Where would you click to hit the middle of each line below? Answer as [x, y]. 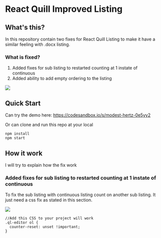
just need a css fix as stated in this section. [49, 200]
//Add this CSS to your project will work [49, 218]
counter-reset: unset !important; [45, 227]
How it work [24, 153]
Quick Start [23, 103]
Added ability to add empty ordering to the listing [62, 79]
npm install [17, 134]
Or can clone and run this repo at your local [49, 125]
